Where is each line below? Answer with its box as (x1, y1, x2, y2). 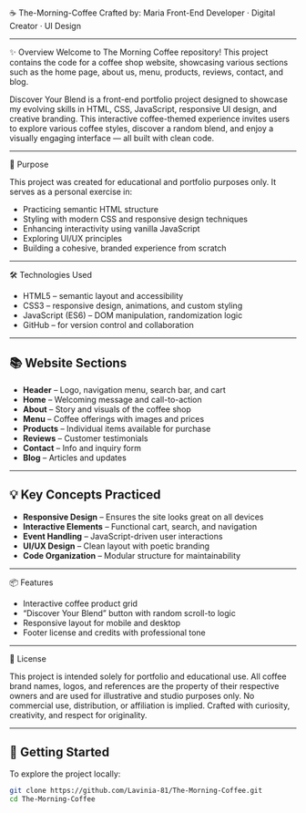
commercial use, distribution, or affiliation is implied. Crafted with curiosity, (9, 700, 291, 711)
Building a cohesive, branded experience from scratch (22, 242, 227, 253)
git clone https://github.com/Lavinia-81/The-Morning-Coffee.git (9, 787, 262, 796)
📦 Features (9, 577, 54, 588)
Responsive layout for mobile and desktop (22, 617, 181, 628)
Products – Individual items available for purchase (22, 423, 211, 434)
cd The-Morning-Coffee (9, 795, 96, 804)
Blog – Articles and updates (22, 452, 127, 463)
